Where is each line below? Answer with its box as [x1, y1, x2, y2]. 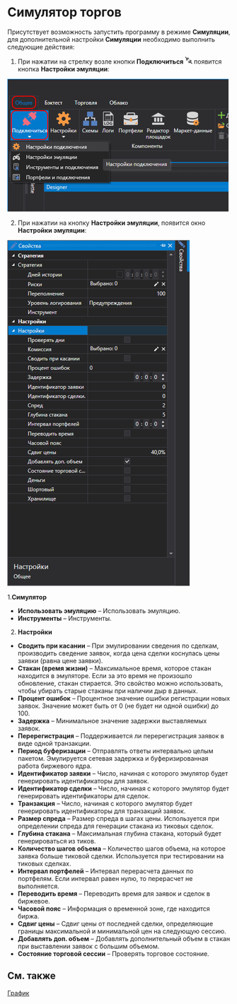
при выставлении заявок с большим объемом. [17, 942, 160, 950]
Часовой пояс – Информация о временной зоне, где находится [17, 904, 210, 913]
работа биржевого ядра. [17, 761, 92, 770]
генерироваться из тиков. [17, 836, 96, 845]
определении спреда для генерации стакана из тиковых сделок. [17, 822, 214, 830]
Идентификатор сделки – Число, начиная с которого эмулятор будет [17, 784, 230, 793]
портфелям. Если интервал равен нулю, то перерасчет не [17, 874, 193, 882]
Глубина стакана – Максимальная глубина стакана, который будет [17, 829, 221, 838]
